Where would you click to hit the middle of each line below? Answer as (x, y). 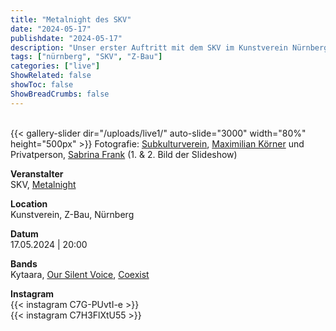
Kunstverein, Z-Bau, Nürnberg (72, 214)
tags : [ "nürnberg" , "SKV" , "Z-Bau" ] (86, 57)
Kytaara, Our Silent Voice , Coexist (80, 274)
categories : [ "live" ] (55, 66)
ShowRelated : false (51, 76)
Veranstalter (37, 173)
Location (29, 203)
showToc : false (42, 85)
